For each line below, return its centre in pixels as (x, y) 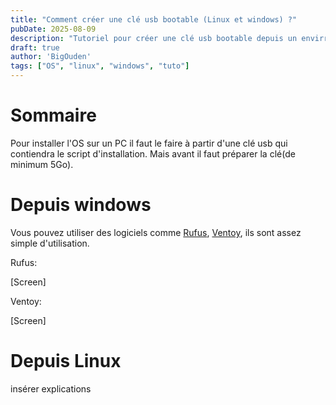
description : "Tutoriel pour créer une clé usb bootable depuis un (154, 38)
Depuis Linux (66, 361)
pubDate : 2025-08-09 (53, 29)
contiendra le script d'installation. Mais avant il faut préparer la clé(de (153, 153)
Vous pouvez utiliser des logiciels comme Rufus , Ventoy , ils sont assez (156, 232)
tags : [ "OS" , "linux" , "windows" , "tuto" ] (100, 66)
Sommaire (53, 115)
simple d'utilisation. (50, 243)
